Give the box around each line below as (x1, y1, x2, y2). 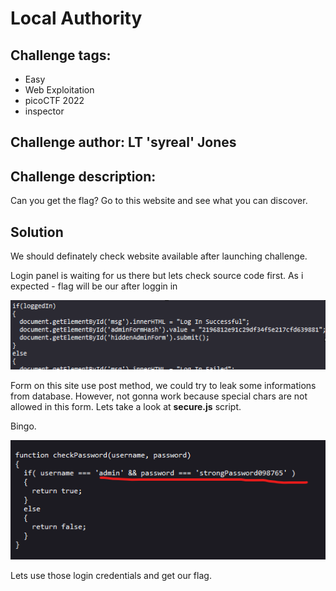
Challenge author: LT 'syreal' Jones (10, 134, 237, 151)
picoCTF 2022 (24, 95, 85, 106)
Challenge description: (10, 168, 157, 185)
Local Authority (10, 7, 143, 30)
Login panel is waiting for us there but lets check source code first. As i (10, 270, 304, 282)
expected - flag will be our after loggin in (10, 280, 178, 292)
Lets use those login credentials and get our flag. (10, 570, 212, 582)
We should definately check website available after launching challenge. (10, 250, 308, 262)
